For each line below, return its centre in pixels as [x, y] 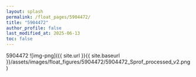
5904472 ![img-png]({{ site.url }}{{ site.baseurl [63, 56]
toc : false [19, 39]
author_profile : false [34, 28]
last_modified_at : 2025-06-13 [43, 34]
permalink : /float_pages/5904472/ [49, 17]
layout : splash [25, 11]
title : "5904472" [27, 22]
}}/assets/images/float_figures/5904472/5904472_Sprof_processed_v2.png [98, 62]
